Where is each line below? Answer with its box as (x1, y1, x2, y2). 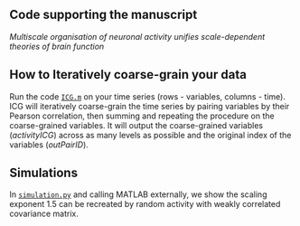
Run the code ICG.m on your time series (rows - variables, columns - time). (9, 90, 286, 102)
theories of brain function (9, 41, 105, 52)
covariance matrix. (9, 208, 79, 220)
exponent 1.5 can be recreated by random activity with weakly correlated (9, 199, 281, 210)
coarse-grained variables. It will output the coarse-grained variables (9, 119, 264, 130)
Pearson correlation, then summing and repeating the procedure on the (9, 110, 275, 121)
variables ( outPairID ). (9, 139, 89, 150)
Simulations (9, 165, 79, 181)
